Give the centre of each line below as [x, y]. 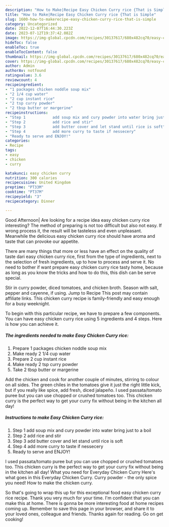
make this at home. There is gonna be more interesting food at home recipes [84, 503]
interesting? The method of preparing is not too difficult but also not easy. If [83, 225]
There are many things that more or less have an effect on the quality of [80, 251]
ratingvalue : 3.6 [23, 75]
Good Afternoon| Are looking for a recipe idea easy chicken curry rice [77, 220]
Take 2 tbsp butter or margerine [46, 370]
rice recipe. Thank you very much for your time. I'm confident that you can [82, 498]
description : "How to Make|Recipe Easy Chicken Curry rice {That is [78, 10]
